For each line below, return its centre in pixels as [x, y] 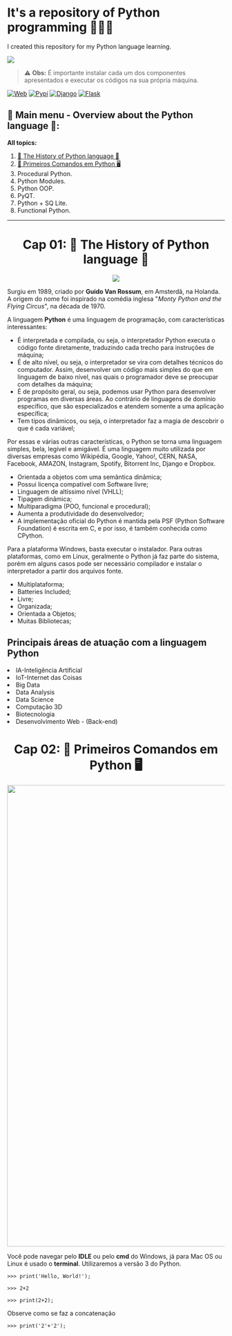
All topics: [22, 142]
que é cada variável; [46, 428]
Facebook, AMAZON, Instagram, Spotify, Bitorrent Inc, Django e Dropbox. [112, 463]
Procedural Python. [45, 173]
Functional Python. [44, 210]
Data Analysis [36, 692]
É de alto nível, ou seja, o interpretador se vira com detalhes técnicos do [120, 362]
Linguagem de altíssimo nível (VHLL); [70, 491]
